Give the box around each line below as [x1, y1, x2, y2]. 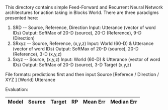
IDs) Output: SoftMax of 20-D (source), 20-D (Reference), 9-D [12, 30, 142, 35]
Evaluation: [5, 86, 29, 92]
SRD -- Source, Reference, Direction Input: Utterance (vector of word [12, 24, 156, 30]
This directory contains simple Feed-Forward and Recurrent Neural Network [5, 4, 163, 10]
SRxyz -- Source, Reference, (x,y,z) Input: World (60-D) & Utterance [12, 40, 154, 46]
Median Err [110, 98, 137, 105]
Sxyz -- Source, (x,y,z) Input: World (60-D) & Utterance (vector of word [12, 56, 160, 62]
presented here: [5, 15, 39, 20]
